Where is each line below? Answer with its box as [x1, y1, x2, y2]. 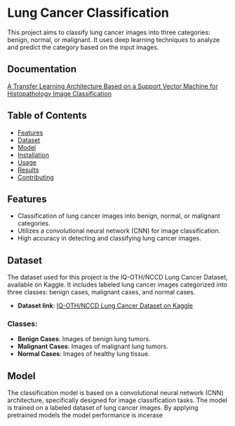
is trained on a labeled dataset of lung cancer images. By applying [7, 404, 199, 412]
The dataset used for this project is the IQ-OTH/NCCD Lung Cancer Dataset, [7, 273, 228, 282]
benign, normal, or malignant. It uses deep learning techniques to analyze [7, 35, 220, 43]
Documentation [7, 63, 77, 75]
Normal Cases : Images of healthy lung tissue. [17, 350, 151, 358]
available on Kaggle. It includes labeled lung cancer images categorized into [7, 280, 228, 289]
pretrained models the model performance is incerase [7, 411, 163, 420]
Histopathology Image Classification [7, 89, 112, 97]
